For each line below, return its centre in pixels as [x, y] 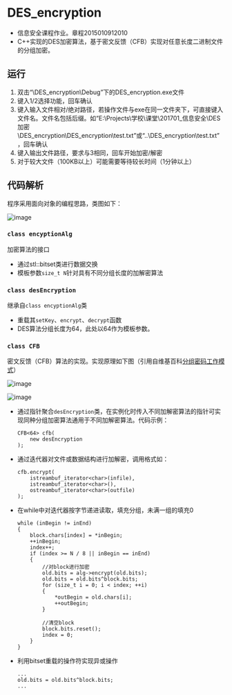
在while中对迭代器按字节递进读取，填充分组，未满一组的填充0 [105, 510]
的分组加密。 [35, 50]
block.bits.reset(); [72, 629]
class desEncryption [42, 290]
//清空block [58, 623]
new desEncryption [56, 439]
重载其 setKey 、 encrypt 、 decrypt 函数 [69, 320]
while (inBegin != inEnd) [54, 524]
